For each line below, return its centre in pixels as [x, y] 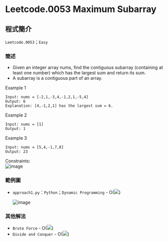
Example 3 [16, 138]
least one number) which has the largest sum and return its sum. [79, 73]
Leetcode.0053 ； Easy [27, 42]
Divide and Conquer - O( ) [41, 234]
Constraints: [18, 161]
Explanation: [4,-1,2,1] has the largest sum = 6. [59, 106]
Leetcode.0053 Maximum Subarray [81, 9]
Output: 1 [16, 129]
